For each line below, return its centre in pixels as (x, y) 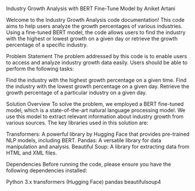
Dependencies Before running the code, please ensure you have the (89, 164)
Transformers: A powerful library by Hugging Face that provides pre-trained (98, 134)
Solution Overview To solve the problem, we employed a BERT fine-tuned (95, 104)
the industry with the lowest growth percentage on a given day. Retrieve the (98, 86)
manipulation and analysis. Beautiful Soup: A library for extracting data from (98, 147)
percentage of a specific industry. (47, 45)
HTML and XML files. (32, 153)
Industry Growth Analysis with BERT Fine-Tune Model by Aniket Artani (91, 9)
